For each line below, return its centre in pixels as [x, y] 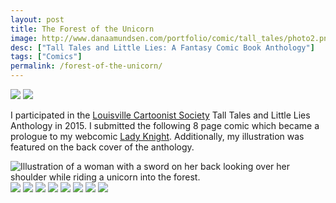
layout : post [37, 19]
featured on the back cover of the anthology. [102, 147]
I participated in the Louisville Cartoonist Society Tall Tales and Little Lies [160, 115]
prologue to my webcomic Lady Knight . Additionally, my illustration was [157, 136]
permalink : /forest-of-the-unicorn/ [86, 66]
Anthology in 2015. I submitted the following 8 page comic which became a [165, 125]
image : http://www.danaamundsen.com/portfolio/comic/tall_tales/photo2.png [171, 38]
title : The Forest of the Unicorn [82, 29]
